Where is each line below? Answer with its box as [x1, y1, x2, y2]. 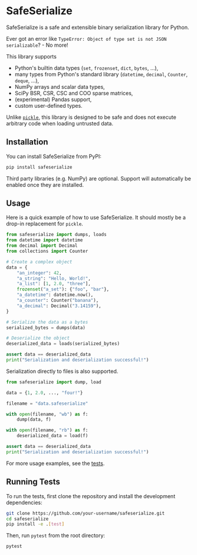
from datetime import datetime [6, 237, 83, 243]
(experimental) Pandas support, [14, 96, 92, 103]
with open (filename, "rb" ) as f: [6, 427, 88, 433]
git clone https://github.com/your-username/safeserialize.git [6, 510, 165, 516]
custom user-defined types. [14, 102, 83, 109]
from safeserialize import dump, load [6, 379, 101, 385]
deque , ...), [14, 77, 40, 84]
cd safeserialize [6, 516, 49, 522]
